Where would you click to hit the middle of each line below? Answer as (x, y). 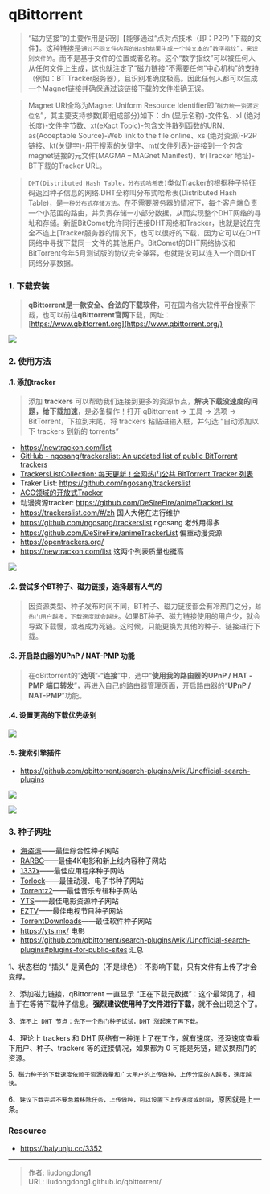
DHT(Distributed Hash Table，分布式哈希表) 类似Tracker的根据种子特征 (142, 182)
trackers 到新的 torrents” (78, 431)
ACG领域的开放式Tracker (61, 493)
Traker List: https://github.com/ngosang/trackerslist (105, 483)
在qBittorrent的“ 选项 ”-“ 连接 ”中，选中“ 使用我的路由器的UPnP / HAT (137, 675)
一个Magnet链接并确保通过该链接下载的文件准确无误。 (118, 88)
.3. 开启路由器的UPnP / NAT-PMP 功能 (72, 656)
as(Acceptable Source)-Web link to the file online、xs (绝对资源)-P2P (142, 135)
